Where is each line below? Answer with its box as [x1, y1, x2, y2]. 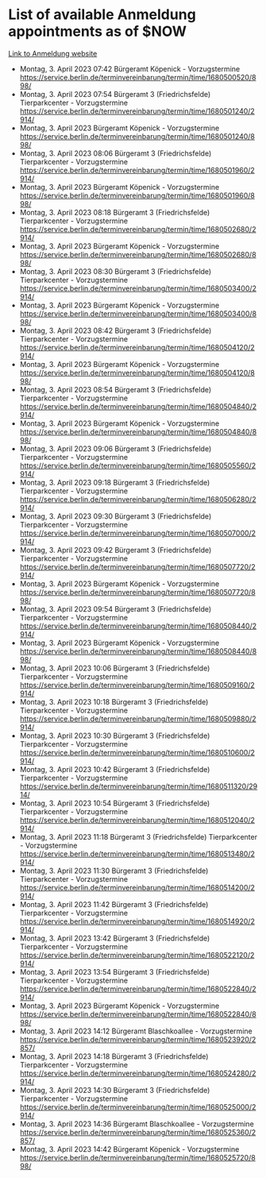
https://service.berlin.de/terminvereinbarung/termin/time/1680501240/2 [19, 106, 256, 116]
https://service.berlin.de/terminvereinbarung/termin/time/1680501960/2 [19, 165, 256, 175]
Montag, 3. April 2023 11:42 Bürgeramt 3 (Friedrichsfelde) [19, 899, 209, 909]
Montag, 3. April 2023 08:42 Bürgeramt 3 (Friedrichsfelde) [19, 326, 212, 335]
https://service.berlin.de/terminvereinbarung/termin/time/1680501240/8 [19, 131, 256, 141]
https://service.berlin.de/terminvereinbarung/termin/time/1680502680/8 [19, 249, 256, 259]
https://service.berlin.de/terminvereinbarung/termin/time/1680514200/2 [19, 883, 256, 892]
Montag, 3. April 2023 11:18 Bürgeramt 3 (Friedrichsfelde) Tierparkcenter [19, 832, 258, 841]
